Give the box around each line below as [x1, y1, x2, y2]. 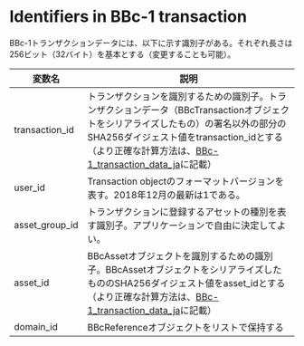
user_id [14, 181, 45, 194]
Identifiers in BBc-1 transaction [9, 6, 247, 27]
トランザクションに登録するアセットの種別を [87, 206, 278, 218]
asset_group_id [14, 218, 79, 231]
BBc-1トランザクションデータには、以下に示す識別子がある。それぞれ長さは [9, 37, 293, 48]
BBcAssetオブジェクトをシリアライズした [105, 263, 282, 275]
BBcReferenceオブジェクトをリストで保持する [87, 321, 284, 333]
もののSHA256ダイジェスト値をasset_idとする [87, 276, 286, 289]
